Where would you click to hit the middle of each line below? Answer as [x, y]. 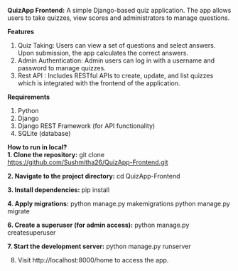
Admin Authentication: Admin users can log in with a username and [116, 60]
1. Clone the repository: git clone [56, 155]
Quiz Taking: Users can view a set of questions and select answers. [117, 45]
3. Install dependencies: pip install [59, 190]
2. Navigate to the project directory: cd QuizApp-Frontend [94, 176]
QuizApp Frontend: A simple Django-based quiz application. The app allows [119, 10]
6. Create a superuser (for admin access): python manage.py [98, 225]
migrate [18, 211]
